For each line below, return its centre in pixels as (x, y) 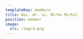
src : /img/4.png (27, 29)
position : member (24, 19)
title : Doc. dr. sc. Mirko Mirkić (42, 15)
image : (12, 24)
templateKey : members (28, 10)
